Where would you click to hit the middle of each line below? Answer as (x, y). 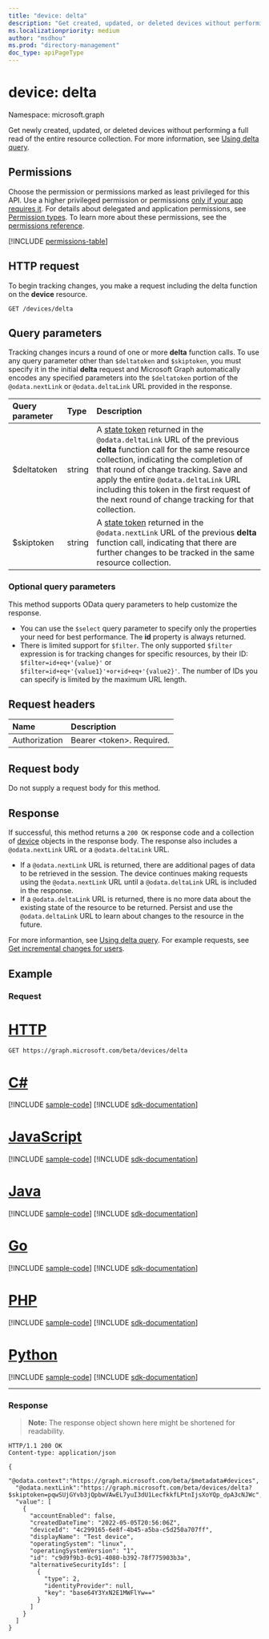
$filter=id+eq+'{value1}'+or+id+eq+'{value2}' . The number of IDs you (139, 671)
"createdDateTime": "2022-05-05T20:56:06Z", (105, 1523)
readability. (46, 1431)
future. (31, 924)
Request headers (52, 705)
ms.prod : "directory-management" (64, 46)
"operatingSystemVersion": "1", (83, 1551)
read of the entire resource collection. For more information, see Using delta (134, 138)
